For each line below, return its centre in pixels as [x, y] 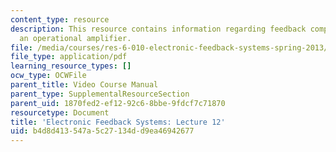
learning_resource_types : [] [71, 66]
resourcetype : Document [60, 112]
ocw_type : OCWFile [48, 76]
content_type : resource [60, 19]
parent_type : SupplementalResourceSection [100, 94]
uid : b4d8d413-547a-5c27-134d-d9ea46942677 [102, 131]
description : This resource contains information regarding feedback [158, 29]
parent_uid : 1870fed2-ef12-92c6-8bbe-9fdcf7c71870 [118, 103]
